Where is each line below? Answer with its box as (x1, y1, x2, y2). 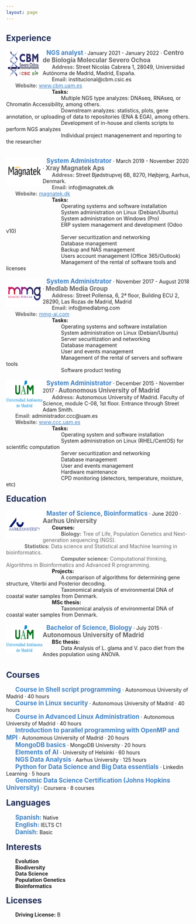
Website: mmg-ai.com (15, 311, 70, 318)
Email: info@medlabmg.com (51, 304, 121, 311)
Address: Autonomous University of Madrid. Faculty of (51, 393, 184, 401)
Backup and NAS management (61, 246, 135, 253)
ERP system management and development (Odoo (61, 221, 183, 228)
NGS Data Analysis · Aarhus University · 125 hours (15, 755, 147, 763)
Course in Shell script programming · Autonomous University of (15, 686, 188, 694)
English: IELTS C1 (15, 820, 62, 828)
